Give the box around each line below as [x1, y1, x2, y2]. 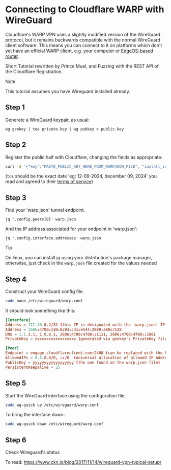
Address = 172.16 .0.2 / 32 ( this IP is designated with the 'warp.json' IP [5, 322, 165, 327]
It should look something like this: [5, 307, 75, 314]
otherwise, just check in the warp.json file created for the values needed [5, 260, 157, 266]
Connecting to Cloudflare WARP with [5, 4, 164, 15]
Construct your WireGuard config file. [5, 288, 84, 295]
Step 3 [5, 193, 26, 202]
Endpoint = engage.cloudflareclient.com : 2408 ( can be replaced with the [5, 350, 163, 356]
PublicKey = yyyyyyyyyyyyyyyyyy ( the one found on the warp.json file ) [5, 360, 161, 365]
